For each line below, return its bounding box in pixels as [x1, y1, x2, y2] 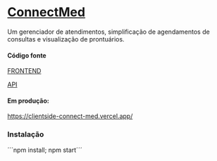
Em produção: [7, 96, 49, 105]
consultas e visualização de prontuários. [7, 34, 125, 43]
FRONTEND [7, 67, 42, 75]
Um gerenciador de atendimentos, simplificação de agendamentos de [7, 27, 210, 36]
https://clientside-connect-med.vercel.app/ [7, 112, 133, 120]
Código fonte [7, 51, 47, 60]
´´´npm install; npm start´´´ [7, 146, 82, 154]
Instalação [7, 129, 44, 139]
